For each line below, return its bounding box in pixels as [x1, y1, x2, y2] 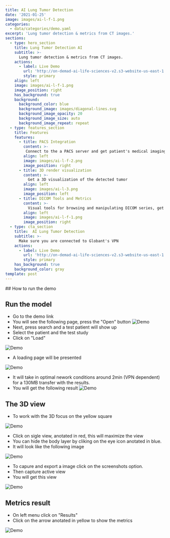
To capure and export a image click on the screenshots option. [12, 463, 143, 470]
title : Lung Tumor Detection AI [14, 45, 82, 50]
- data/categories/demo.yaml [10, 26, 71, 31]
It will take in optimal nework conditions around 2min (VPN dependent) [12, 374, 160, 380]
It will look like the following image [12, 444, 84, 450]
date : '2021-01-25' [5, 12, 47, 17]
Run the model [5, 300, 52, 309]
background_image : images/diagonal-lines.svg [18, 106, 116, 112]
